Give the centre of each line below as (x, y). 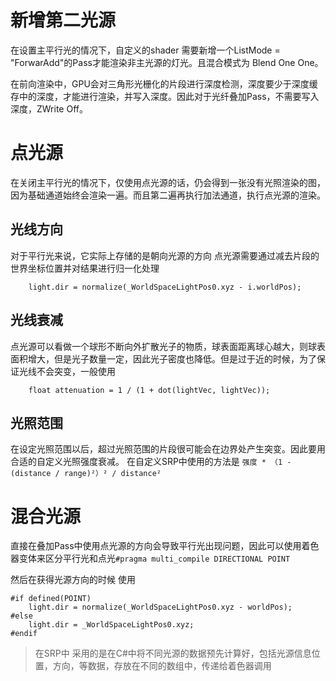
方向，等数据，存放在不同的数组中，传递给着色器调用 (162, 666)
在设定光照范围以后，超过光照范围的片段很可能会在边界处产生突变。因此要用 (168, 449)
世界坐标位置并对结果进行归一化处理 (85, 268)
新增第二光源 (63, 20)
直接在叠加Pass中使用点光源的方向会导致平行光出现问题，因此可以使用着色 (165, 546)
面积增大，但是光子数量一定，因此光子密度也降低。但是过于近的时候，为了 (163, 358)
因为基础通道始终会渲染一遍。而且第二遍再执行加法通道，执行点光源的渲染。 (168, 195)
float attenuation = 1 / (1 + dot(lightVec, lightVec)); (149, 390)
